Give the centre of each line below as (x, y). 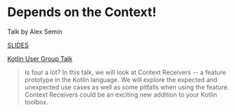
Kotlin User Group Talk (40, 58)
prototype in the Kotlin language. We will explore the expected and (121, 79)
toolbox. (36, 101)
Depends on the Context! (82, 12)
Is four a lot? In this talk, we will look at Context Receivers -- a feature (125, 72)
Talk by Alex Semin (35, 31)
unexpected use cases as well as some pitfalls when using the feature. (127, 87)
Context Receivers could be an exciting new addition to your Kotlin (121, 94)
